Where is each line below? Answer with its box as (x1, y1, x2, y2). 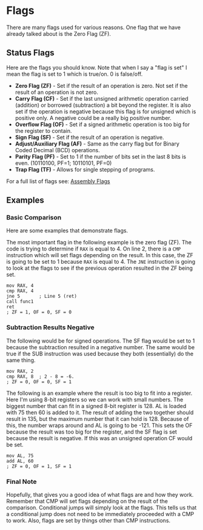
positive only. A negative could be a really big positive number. (15, 114, 171, 121)
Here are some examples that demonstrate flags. (6, 227, 128, 234)
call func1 (6, 298, 34, 305)
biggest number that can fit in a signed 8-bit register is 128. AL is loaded (6, 402, 187, 409)
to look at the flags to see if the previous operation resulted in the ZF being (6, 264, 193, 272)
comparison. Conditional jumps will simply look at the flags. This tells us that (6, 504, 197, 511)
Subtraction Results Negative (6, 323, 95, 332)
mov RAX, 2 (6, 368, 34, 374)
